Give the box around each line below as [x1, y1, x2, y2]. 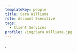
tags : [5, 20, 16, 26]
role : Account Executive [5, 16, 55, 21]
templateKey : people [5, 7, 47, 12]
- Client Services [9, 25, 47, 30]
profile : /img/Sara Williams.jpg [5, 30, 73, 35]
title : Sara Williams [5, 12, 49, 17]
